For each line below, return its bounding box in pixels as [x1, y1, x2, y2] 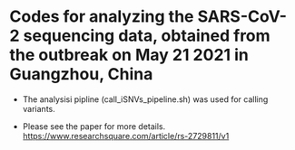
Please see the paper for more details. [22, 120, 166, 132]
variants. [22, 103, 56, 114]
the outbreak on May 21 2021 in [9, 45, 250, 65]
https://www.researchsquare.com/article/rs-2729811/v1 [22, 130, 230, 141]
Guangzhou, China [9, 64, 153, 85]
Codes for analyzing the [9, 6, 194, 27]
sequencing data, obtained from [23, 25, 270, 46]
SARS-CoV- [197, 6, 288, 27]
